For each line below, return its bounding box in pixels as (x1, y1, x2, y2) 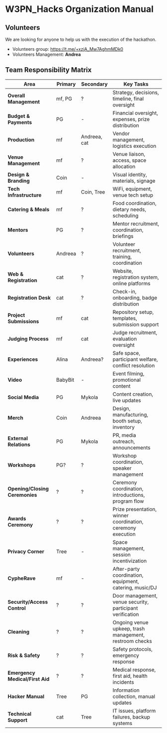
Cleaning (7, 628, 30, 635)
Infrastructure (7, 192, 42, 199)
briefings (112, 232, 134, 239)
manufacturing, (112, 411, 149, 418)
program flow (112, 498, 144, 505)
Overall (7, 92, 25, 99)
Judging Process (7, 335, 49, 342)
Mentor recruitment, (112, 220, 160, 227)
